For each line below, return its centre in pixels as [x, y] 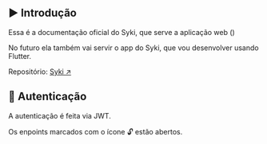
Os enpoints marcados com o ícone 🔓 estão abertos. [96, 131]
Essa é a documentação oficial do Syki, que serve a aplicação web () [122, 32]
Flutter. [20, 56]
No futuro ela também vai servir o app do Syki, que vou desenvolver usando [133, 48]
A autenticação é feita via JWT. [60, 115]
